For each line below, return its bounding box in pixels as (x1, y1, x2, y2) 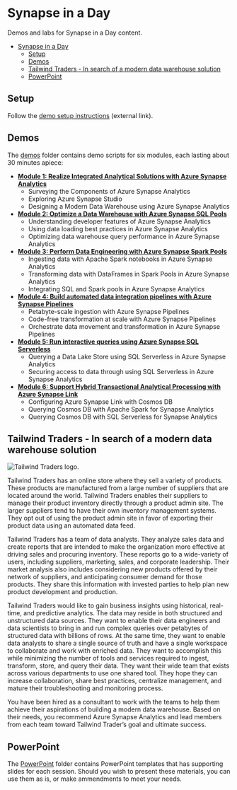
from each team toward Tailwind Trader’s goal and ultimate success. (7, 720, 207, 729)
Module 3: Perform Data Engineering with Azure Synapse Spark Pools (17, 247, 228, 255)
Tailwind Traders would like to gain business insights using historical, (7, 601, 209, 610)
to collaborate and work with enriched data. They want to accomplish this (7, 646, 221, 655)
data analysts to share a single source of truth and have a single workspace (7, 639, 228, 648)
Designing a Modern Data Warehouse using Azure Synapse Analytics (28, 202, 230, 210)
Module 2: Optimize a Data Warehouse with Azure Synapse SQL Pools (17, 209, 227, 218)
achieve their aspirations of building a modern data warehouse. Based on (7, 705, 221, 714)
